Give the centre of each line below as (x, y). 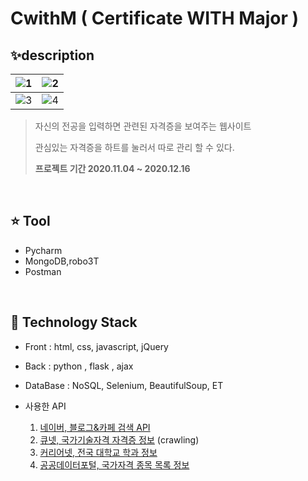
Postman (43, 271)
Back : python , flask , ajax (79, 366)
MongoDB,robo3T (62, 261)
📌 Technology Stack (74, 322)
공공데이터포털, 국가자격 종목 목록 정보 (114, 464)
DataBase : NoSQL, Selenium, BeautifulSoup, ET (124, 385)
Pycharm (43, 250)
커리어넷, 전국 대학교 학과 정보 (98, 452)
